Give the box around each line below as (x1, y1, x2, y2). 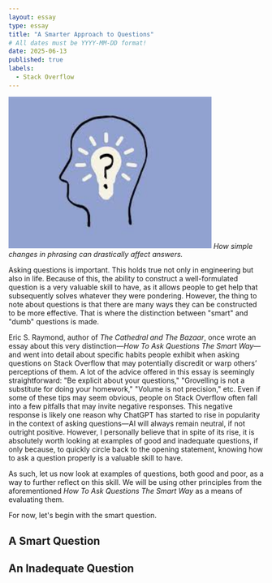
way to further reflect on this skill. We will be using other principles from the (8, 478, 262, 487)
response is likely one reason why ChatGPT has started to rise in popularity (8, 410, 261, 420)
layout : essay (8, 13, 57, 21)
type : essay (8, 21, 49, 30)
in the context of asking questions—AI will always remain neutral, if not (8, 418, 245, 429)
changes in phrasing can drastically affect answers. (8, 250, 183, 259)
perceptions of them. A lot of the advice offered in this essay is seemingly (8, 367, 255, 377)
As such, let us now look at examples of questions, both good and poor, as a (8, 469, 264, 478)
